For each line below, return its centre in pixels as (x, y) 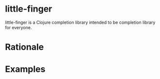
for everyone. (18, 27)
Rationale (24, 47)
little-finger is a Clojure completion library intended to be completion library (80, 22)
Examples (25, 69)
